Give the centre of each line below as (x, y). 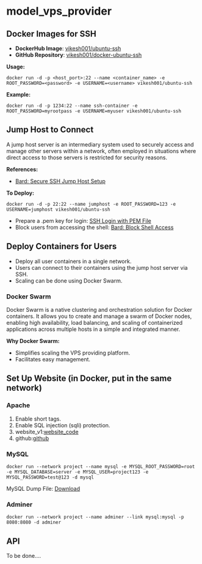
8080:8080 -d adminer (34, 522)
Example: (19, 95)
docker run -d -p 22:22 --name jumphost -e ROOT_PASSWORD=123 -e (91, 204)
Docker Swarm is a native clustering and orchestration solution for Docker (99, 309)
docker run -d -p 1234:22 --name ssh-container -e (72, 106)
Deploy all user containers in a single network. (73, 261)
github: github (32, 438)
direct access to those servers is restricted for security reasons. (87, 157)
